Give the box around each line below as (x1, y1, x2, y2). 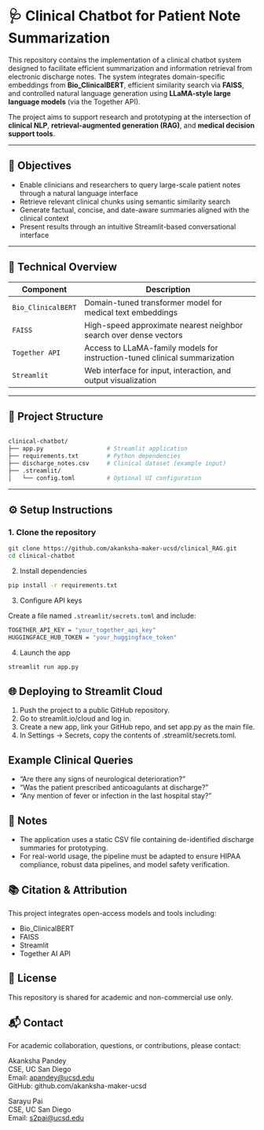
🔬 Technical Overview (8, 260, 118, 274)
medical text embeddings (83, 307, 178, 318)
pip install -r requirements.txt (8, 582, 118, 589)
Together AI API (19, 948, 71, 958)
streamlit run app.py (8, 663, 79, 670)
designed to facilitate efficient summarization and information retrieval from (8, 63, 253, 72)
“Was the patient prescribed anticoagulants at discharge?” (19, 783, 209, 792)
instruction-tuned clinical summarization (83, 352, 235, 363)
